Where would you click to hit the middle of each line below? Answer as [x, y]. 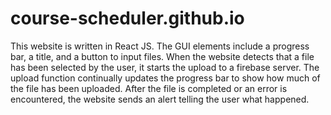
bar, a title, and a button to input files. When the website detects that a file [162, 56]
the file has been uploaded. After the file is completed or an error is [149, 88]
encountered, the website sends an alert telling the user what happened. [160, 99]
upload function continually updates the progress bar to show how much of [165, 78]
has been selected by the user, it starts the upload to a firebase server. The [165, 67]
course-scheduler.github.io [127, 18]
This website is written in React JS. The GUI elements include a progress [160, 46]
